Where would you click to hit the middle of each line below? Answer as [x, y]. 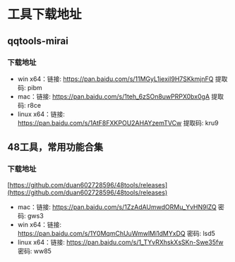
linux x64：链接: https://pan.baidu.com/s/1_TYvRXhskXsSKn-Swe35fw [120, 242]
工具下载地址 [45, 14]
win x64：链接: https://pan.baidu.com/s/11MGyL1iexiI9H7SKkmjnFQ [115, 79]
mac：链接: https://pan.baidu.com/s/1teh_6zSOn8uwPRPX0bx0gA [114, 96]
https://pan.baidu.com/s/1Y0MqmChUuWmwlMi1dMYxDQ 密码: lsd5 [116, 233]
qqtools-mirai [38, 40]
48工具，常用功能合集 [55, 148]
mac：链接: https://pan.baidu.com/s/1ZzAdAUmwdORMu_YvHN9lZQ [117, 207]
